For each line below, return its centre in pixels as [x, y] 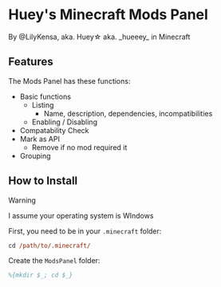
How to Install [43, 181]
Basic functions [45, 96]
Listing [43, 104]
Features [31, 62]
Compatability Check [54, 130]
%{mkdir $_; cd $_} [41, 275]
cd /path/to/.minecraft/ [49, 246]
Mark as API [39, 139]
